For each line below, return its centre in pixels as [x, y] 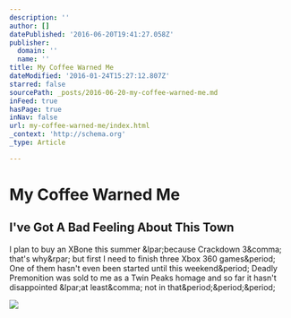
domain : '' [38, 51]
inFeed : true [34, 101]
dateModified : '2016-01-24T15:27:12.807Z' [90, 76]
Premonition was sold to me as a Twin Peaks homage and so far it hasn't [143, 278]
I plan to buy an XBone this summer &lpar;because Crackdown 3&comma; [145, 249]
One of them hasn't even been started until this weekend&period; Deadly [143, 268]
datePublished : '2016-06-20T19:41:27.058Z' [92, 34]
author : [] [30, 26]
